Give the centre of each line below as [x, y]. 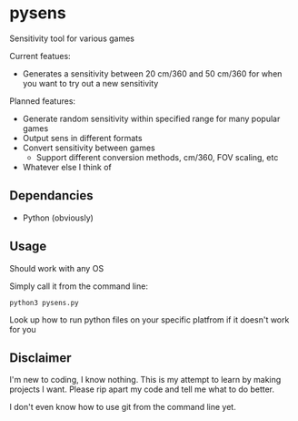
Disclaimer [40, 358]
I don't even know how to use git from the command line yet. [123, 407]
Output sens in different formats [82, 138]
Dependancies [51, 195]
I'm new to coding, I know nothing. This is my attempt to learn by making [145, 380]
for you [23, 329]
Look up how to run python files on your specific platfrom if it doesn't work [149, 319]
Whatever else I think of [67, 167]
